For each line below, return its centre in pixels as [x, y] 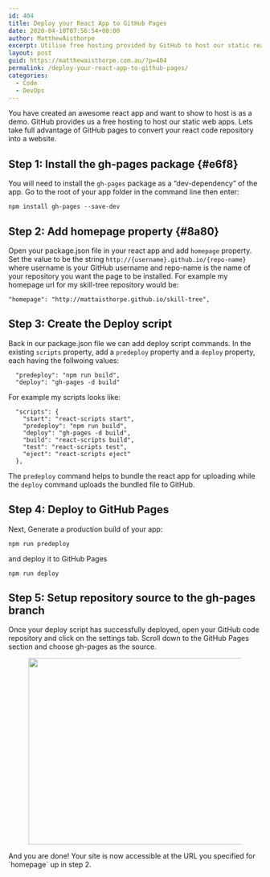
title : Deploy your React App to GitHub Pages [88, 23]
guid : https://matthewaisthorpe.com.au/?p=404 [88, 61]
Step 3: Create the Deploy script [90, 324]
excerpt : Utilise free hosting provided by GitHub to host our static [129, 46]
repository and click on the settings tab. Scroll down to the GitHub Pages [129, 638]
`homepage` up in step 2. [50, 865]
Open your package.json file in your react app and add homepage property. [130, 251]
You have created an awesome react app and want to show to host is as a [130, 113]
